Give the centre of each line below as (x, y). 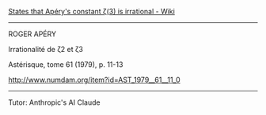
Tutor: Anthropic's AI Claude (54, 102)
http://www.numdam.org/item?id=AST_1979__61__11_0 (94, 80)
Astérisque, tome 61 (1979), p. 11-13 (66, 65)
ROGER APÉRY (32, 34)
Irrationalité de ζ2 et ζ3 (46, 49)
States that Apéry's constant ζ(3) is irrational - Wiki (92, 11)
